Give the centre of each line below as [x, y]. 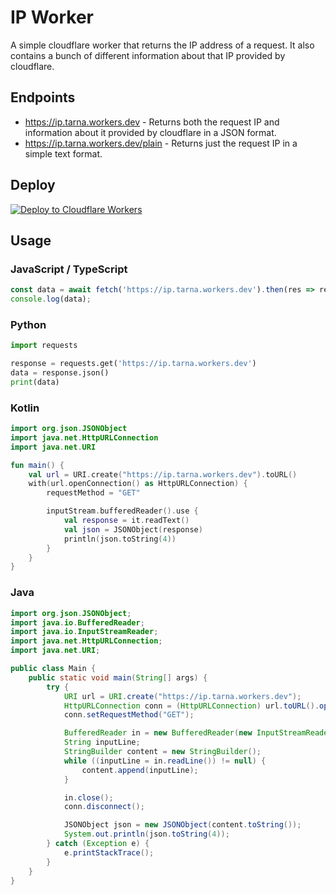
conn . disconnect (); [104, 807]
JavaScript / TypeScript [69, 269]
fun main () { [37, 465]
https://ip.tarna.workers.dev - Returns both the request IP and [152, 122]
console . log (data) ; [51, 299]
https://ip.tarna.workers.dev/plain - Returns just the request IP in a [161, 143]
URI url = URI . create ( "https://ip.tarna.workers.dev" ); [182, 696]
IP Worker [52, 17]
